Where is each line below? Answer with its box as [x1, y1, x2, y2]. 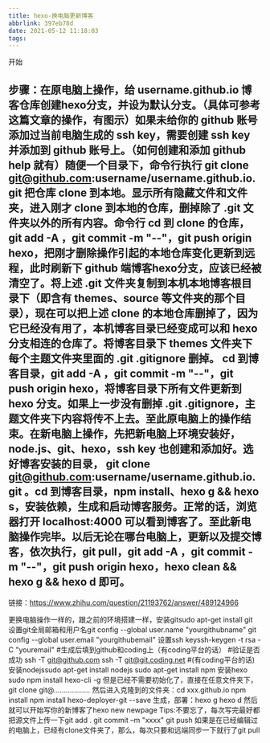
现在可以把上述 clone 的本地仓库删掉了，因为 [35, 306, 259, 320]
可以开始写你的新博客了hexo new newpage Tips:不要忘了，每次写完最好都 [14, 705, 260, 715]
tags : [8, 34, 27, 43]
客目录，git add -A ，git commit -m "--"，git [8, 366, 235, 380]
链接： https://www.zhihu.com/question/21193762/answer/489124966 [8, 598, 239, 607]
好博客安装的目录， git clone [8, 457, 151, 471]
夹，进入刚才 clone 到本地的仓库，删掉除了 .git [8, 201, 241, 214]
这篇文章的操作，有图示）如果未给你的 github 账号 [8, 113, 259, 127]
